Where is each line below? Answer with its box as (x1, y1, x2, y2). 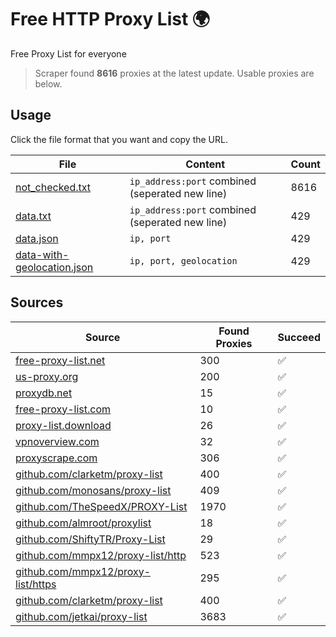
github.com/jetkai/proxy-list (15, 609, 148, 623)
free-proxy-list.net (15, 353, 106, 367)
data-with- (15, 247, 70, 261)
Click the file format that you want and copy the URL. (10, 133, 228, 145)
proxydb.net (15, 386, 73, 400)
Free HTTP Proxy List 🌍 (10, 8, 211, 31)
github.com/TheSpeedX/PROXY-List (15, 499, 188, 513)
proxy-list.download (15, 418, 112, 432)
